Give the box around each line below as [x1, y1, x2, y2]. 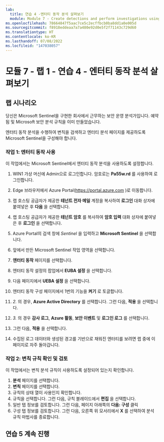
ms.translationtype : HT [5, 30, 54, 35]
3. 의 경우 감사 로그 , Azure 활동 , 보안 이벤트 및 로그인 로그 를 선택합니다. [12, 315, 150, 321]
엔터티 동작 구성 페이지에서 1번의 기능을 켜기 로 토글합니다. [12, 288, 124, 294]
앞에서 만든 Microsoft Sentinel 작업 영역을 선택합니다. [12, 247, 116, 253]
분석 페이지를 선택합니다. [12, 378, 60, 384]
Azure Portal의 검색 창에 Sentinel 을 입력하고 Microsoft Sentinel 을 [12, 230, 144, 236]
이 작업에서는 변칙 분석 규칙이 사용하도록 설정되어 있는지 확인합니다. [5, 367, 134, 373]
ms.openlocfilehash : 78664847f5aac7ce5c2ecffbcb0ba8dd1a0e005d [5, 20, 137, 26]
